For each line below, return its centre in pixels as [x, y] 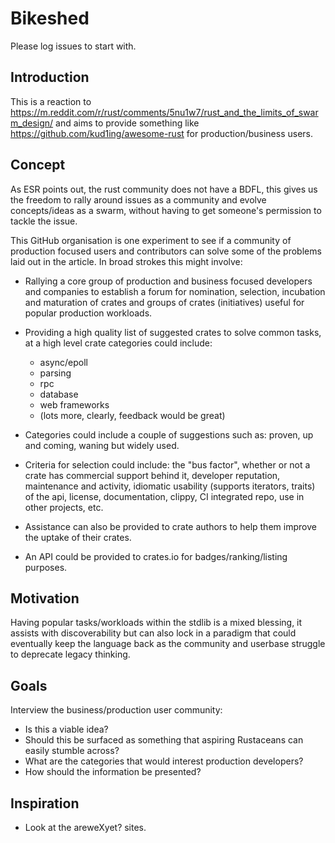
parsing [55, 373]
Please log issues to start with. [73, 46]
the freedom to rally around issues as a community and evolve [138, 199]
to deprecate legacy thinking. [70, 654]
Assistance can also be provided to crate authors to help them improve [170, 526]
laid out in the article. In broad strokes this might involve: [126, 261]
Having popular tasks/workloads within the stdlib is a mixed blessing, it [156, 623]
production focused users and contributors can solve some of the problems [166, 251]
